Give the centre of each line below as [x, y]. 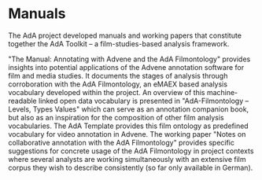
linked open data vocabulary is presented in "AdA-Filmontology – [144, 101]
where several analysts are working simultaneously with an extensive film [127, 159]
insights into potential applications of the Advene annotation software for [126, 67]
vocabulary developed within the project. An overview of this [107, 92]
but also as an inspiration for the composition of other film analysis [116, 117]
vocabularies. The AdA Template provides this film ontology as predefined [129, 126]
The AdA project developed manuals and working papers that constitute [125, 35]
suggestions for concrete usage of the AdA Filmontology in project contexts [131, 151]
